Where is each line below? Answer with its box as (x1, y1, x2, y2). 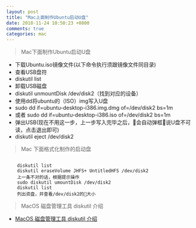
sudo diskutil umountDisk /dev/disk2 (17, 179, 111, 186)
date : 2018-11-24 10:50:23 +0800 (6, 20, 90, 26)
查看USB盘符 (14, 68, 47, 76)
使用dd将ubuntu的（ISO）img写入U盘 (14, 97, 108, 105)
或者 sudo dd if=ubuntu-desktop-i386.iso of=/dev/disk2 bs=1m (14, 112, 171, 119)
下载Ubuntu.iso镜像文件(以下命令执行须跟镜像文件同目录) (14, 61, 156, 68)
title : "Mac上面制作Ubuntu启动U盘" (6, 14, 89, 20)
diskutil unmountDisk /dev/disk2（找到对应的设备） (14, 90, 142, 97)
